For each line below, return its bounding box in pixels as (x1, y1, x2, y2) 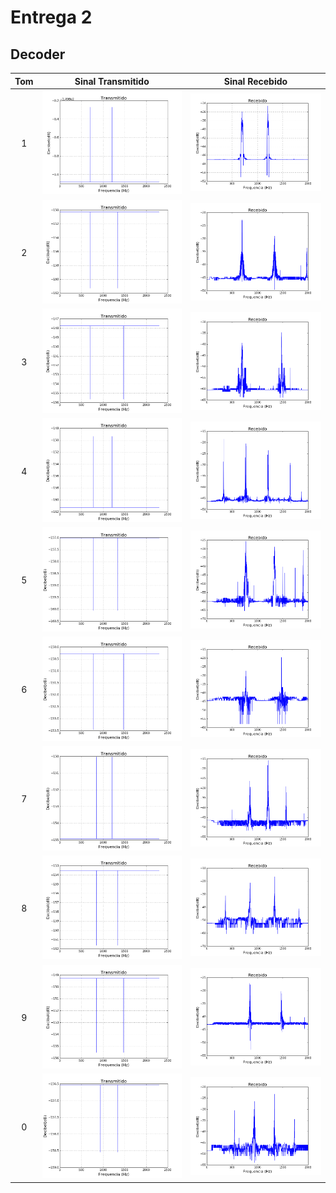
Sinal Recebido (223, 75, 288, 87)
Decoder (10, 46, 66, 63)
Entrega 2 (10, 6, 93, 29)
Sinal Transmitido (74, 75, 150, 87)
